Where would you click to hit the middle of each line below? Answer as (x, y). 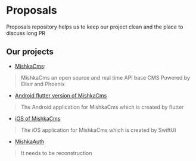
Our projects (30, 52)
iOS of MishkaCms (38, 118)
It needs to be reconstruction (56, 153)
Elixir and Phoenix (43, 84)
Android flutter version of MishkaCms (61, 95)
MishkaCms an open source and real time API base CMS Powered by (105, 77)
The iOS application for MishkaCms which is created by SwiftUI (98, 130)
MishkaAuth (29, 141)
